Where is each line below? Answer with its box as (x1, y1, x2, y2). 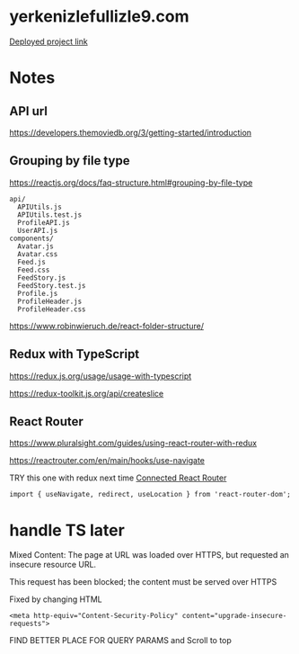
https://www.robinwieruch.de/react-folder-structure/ (9, 320, 205, 331)
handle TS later (9, 520, 126, 541)
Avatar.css (17, 249, 58, 258)
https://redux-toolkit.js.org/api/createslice (9, 388, 164, 399)
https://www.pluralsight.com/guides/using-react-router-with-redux (9, 438, 258, 449)
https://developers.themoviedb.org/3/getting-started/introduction (9, 127, 252, 138)
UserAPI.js (17, 226, 58, 235)
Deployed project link (9, 36, 88, 47)
